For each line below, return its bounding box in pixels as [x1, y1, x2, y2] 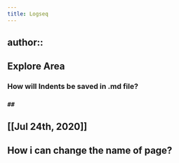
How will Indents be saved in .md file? [7, 82, 139, 92]
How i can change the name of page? [7, 145, 173, 157]
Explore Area [7, 61, 65, 73]
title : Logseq [7, 10, 49, 18]
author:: [7, 37, 44, 49]
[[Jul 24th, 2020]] [7, 121, 88, 133]
